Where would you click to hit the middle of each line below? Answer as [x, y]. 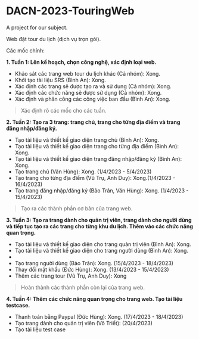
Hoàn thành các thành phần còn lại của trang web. [83, 287]
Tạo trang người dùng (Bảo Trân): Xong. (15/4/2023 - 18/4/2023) [94, 263]
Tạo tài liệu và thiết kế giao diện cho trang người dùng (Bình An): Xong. [102, 250]
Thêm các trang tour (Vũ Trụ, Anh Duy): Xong [71, 276]
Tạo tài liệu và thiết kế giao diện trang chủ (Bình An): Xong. [87, 140]
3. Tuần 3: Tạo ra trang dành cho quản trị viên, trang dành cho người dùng [99, 220]
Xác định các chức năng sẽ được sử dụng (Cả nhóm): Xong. [88, 92]
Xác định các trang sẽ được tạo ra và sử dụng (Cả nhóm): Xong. [93, 86]
